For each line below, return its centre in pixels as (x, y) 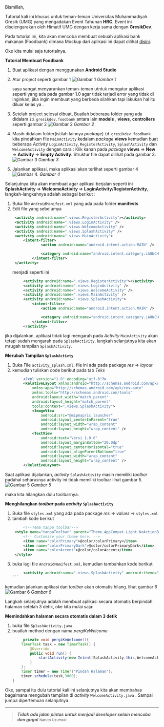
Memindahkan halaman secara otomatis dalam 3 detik (61, 616)
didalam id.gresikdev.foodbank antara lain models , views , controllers (83, 119)
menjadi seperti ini (31, 272)
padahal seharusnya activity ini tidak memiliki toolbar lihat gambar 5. (74, 480)
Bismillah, (15, 7)
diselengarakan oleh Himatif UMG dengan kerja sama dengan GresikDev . (79, 27)
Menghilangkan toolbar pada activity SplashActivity (59, 504)
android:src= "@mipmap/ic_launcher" (77, 415)
